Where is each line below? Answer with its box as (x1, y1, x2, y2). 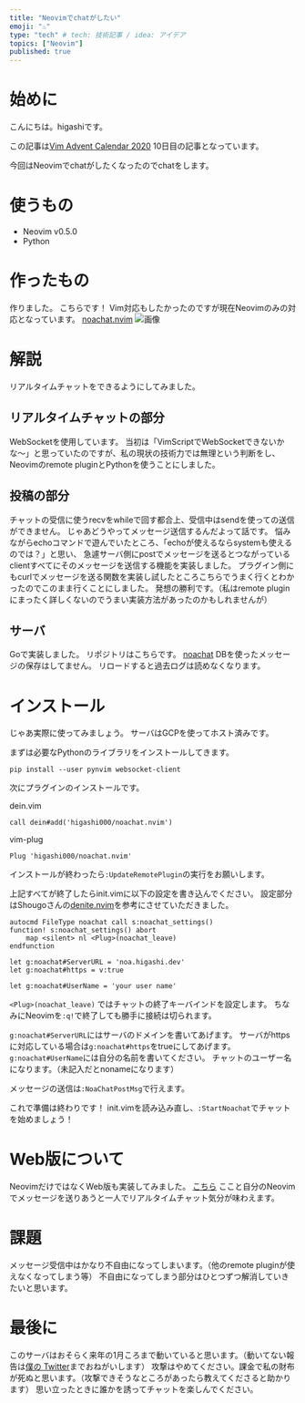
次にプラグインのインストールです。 (9, 782, 145, 793)
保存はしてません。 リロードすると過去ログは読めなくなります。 (25, 660, 266, 671)
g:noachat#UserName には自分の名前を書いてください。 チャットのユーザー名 (9, 1052, 292, 1063)
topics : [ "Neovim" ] (9, 38, 84, 48)
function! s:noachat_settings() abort (9, 926, 157, 935)
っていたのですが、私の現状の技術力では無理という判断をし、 (48, 448, 280, 459)
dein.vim (9, 800, 42, 811)
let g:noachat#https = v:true (9, 965, 125, 975)
